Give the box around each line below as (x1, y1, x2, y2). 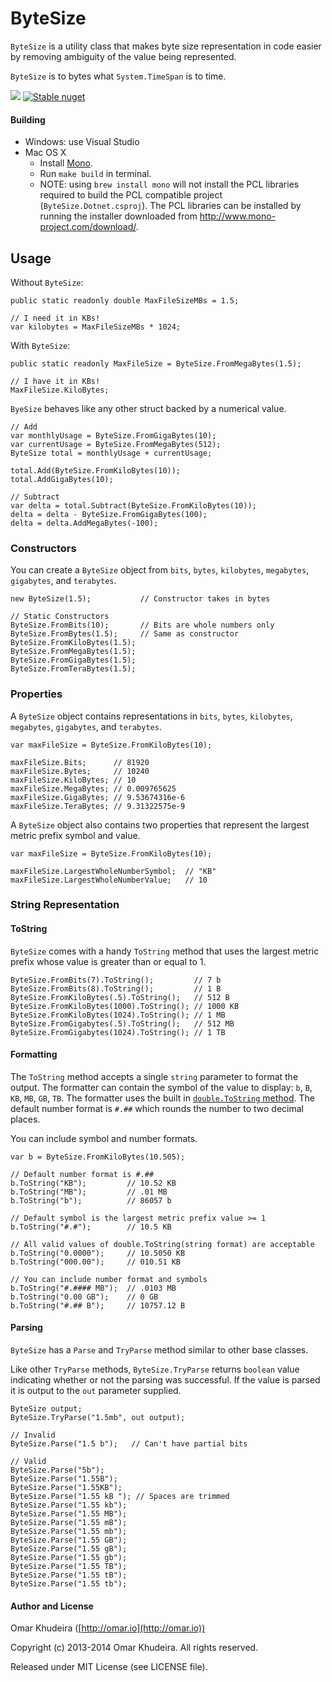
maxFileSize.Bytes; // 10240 (10, 766, 150, 776)
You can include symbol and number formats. (10, 1132, 198, 1144)
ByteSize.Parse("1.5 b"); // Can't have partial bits (10, 1439, 248, 1449)
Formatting (10, 1048, 58, 1061)
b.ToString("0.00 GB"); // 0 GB (10, 1292, 159, 1302)
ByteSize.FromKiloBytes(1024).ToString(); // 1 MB (10, 1010, 226, 1020)
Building (10, 113, 46, 126)
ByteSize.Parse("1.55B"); (10, 1474, 118, 1484)
